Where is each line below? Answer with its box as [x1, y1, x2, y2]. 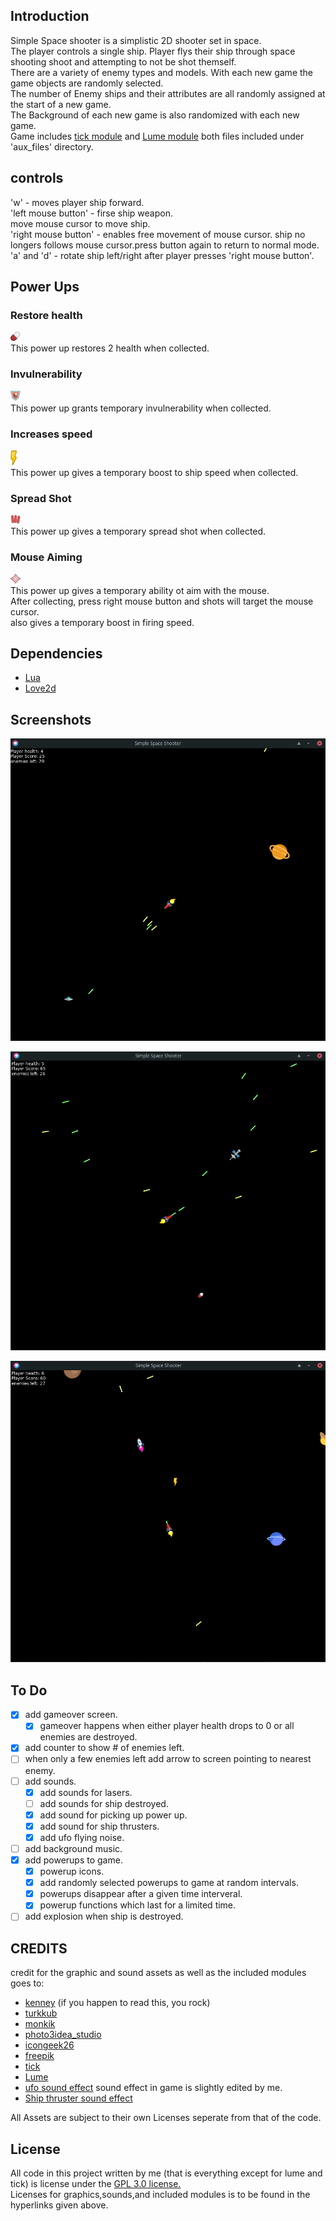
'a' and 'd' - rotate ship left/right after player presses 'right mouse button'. [10, 249, 315, 261]
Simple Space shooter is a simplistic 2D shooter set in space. [10, 34, 262, 46]
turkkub [24, 2007, 58, 2019]
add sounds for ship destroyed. [39, 1797, 169, 1809]
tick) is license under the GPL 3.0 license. [10, 2177, 182, 2189]
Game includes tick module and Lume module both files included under [10, 130, 305, 142]
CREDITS [10, 1940, 68, 1957]
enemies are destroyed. [39, 1731, 138, 1743]
